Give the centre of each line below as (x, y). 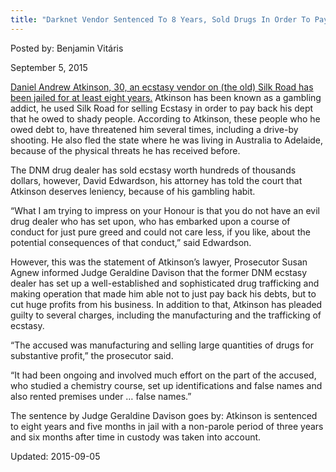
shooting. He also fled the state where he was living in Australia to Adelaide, (167, 140)
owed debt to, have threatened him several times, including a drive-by (154, 129)
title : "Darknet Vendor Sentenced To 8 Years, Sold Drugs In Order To (160, 19)
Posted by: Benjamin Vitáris (67, 48)
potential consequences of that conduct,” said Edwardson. (131, 242)
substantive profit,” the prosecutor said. (92, 355)
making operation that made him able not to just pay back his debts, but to (163, 293)
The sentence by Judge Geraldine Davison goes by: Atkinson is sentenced (164, 415)
